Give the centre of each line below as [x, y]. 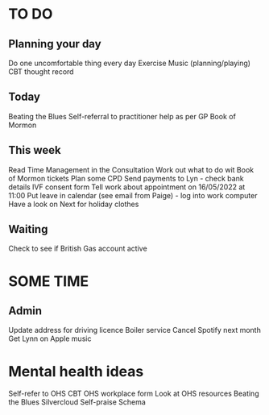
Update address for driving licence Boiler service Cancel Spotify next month [135, 330]
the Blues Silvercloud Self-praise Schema [77, 402]
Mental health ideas [76, 371]
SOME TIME [49, 281]
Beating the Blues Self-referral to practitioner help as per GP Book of [122, 116]
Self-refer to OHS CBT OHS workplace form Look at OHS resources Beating [134, 394]
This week [35, 150]
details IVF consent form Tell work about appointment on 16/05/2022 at [127, 187]
